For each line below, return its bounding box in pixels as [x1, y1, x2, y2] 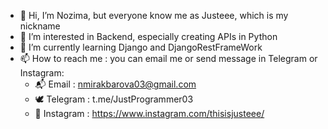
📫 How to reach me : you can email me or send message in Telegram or [19, 53, 318, 64]
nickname [19, 20, 61, 32]
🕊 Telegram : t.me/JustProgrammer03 [34, 93, 194, 105]
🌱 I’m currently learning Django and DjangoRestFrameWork [19, 41, 263, 53]
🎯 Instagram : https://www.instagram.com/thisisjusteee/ [34, 108, 265, 119]
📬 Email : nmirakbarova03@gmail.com [34, 78, 197, 90]
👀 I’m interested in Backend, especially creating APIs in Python [19, 31, 278, 42]
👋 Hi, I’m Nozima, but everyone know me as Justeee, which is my [19, 10, 289, 21]
